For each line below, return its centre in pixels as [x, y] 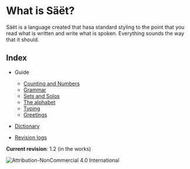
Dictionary [27, 126]
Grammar [35, 90]
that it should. [23, 39]
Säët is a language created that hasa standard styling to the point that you [95, 27]
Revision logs [30, 137]
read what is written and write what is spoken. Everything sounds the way [95, 33]
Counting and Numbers [52, 83]
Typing [32, 108]
